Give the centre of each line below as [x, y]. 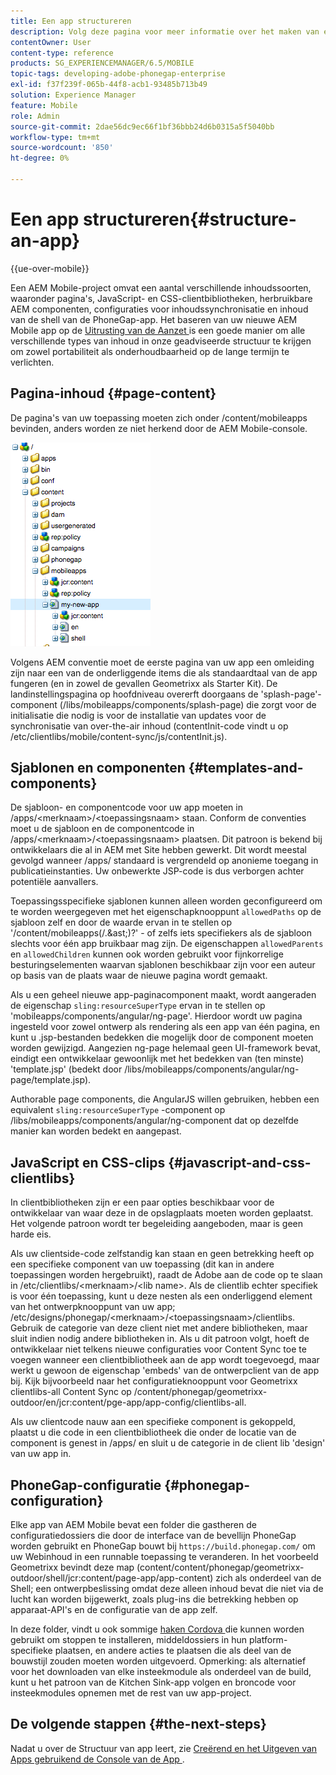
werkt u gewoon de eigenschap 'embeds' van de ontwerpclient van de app [165, 1371]
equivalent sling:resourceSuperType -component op [118, 1110]
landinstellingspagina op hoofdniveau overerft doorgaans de [134, 694]
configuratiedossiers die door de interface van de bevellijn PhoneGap [153, 1536]
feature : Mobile [44, 105]
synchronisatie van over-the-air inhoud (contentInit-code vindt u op [149, 726]
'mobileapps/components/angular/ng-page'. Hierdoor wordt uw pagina [156, 1016]
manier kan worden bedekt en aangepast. [96, 1131]
